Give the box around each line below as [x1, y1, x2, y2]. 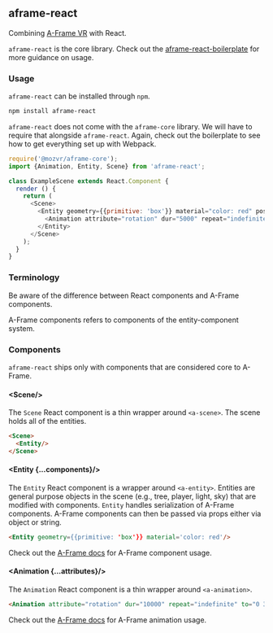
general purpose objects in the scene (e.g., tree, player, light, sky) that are [8, 491, 257, 501]
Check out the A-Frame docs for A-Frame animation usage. [8, 614, 207, 625]
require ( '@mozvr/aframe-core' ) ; [8, 155, 118, 163]
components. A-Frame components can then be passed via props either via [8, 509, 262, 518]
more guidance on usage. [8, 52, 94, 62]
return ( [23, 192, 53, 200]
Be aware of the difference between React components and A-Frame [8, 290, 240, 300]
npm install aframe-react [8, 107, 96, 116]
